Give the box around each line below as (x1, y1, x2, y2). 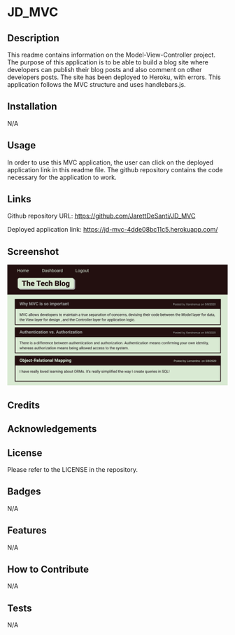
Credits (7, 399, 41, 411)
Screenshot (7, 246, 59, 258)
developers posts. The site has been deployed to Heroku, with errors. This (7, 73, 222, 81)
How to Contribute (7, 563, 90, 575)
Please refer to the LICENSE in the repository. (7, 465, 138, 473)
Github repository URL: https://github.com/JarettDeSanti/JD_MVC (7, 211, 196, 221)
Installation (7, 101, 57, 113)
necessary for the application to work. (7, 173, 117, 181)
